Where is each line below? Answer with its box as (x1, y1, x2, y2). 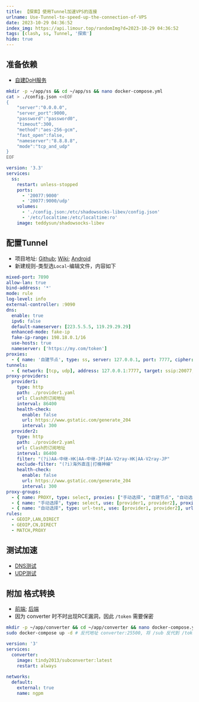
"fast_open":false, (17, 132, 65, 138)
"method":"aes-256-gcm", (17, 127, 78, 133)
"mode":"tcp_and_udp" (17, 143, 70, 149)
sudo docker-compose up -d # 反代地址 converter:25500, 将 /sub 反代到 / (6, 630, 185, 636)
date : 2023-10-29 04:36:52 (6, 20, 73, 25)
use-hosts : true (11, 340, 52, 347)
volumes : (17, 204, 38, 210)
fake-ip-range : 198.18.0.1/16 (11, 335, 86, 341)
